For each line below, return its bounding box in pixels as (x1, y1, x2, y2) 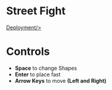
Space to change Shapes (14, 64, 77, 72)
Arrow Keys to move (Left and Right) (14, 77, 107, 84)
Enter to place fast (14, 70, 61, 78)
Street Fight (6, 4, 66, 18)
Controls (6, 45, 50, 58)
